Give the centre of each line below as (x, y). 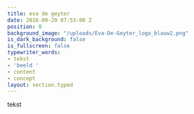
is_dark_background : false (46, 40)
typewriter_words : (34, 53)
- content (22, 72)
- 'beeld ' (23, 65)
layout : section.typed (40, 85)
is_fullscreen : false (39, 46)
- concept (22, 78)
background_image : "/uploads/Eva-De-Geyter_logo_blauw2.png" (98, 33)
